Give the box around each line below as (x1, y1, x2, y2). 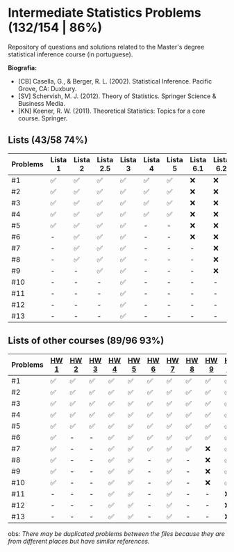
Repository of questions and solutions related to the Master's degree (8, 42, 205, 51)
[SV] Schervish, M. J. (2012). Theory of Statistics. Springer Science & (17, 92, 217, 100)
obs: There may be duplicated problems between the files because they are (8, 529, 225, 537)
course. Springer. (17, 113, 68, 123)
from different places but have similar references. (8, 537, 150, 545)
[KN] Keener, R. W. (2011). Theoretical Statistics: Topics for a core (17, 107, 206, 115)
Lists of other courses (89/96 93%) (8, 335, 165, 347)
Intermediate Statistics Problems (8, 5, 201, 21)
